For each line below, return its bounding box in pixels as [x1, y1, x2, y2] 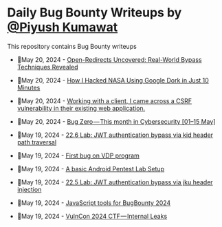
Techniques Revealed [16, 63, 78, 71]
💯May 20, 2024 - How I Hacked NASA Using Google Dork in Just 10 [16, 76, 210, 84]
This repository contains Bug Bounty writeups [7, 42, 137, 50]
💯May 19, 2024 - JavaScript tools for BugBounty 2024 [16, 198, 171, 207]
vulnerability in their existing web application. [16, 104, 146, 112]
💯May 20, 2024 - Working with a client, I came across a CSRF [16, 96, 192, 105]
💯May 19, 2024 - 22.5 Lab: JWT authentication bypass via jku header [16, 177, 213, 186]
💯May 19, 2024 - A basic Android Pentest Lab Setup [16, 164, 165, 173]
